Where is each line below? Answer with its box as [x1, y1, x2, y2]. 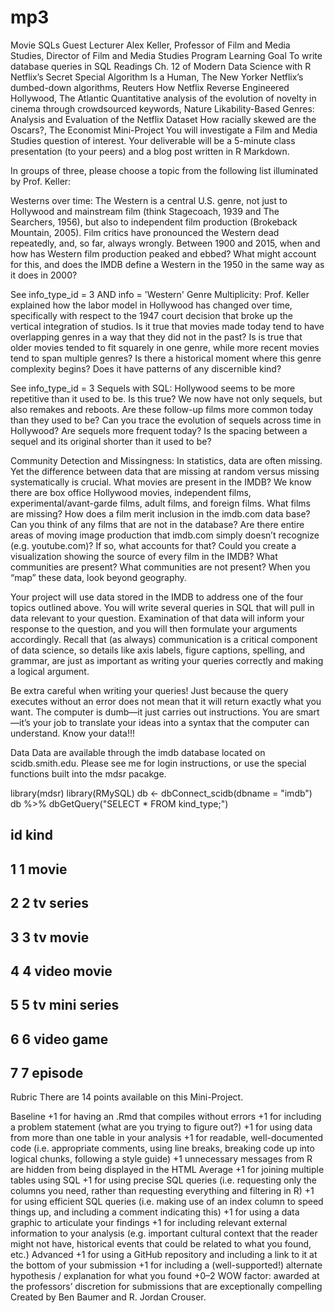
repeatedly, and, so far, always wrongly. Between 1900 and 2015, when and [10, 237, 321, 249]
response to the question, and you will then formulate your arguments [10, 622, 298, 635]
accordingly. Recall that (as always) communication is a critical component [10, 633, 318, 645]
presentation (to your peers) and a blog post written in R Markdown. [10, 145, 290, 157]
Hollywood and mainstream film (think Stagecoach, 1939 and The [10, 205, 280, 217]
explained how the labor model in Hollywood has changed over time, [10, 299, 293, 311]
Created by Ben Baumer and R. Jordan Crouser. [10, 1291, 207, 1303]
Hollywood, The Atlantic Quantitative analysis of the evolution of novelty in [10, 92, 317, 104]
